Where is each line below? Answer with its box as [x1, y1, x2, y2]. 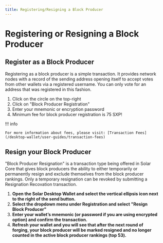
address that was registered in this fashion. [5, 86, 91, 92]
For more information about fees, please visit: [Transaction [5, 130, 134, 135]
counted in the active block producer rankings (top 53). [12, 232, 127, 238]
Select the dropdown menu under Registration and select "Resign [12, 201, 148, 207]
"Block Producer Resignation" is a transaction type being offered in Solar [5, 161, 151, 166]
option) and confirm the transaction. [12, 217, 88, 223]
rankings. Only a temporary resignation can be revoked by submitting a [5, 176, 147, 182]
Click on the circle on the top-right [12, 96, 81, 101]
